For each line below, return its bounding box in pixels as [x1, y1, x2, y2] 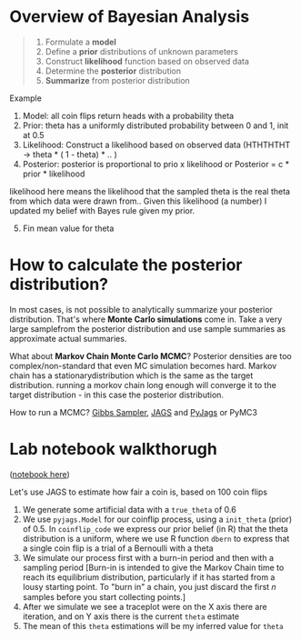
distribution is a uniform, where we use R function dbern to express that [22, 533, 290, 544]
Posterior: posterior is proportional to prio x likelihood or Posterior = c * [22, 158, 289, 169]
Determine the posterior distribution [45, 65, 182, 76]
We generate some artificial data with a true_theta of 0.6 [22, 504, 236, 515]
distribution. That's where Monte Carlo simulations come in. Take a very [9, 314, 283, 325]
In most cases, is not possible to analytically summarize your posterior [9, 304, 273, 315]
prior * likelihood [22, 168, 85, 179]
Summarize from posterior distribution [45, 75, 191, 85]
